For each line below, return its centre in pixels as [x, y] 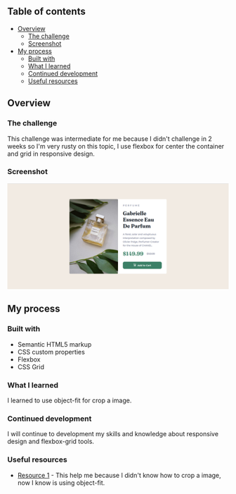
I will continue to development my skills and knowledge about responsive [113, 434]
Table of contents [46, 12]
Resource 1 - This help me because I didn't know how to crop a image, [119, 475]
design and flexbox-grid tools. [51, 441]
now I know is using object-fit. [61, 483]
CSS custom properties [51, 352]
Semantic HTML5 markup [54, 344]
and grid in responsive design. [51, 154]
